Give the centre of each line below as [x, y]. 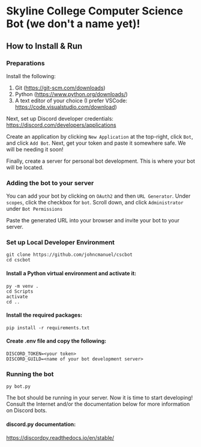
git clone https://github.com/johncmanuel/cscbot [70, 255]
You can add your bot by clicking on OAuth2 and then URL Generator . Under [98, 196]
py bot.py [19, 387]
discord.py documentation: [41, 424]
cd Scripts [20, 291]
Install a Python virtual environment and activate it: [71, 273]
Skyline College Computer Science [95, 11]
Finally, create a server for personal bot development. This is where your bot [101, 161]
